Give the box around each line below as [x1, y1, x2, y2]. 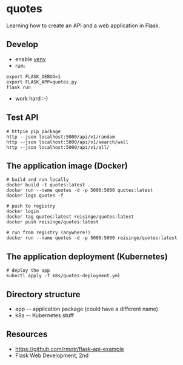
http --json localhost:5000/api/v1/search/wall [6, 139, 129, 145]
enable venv [15, 55, 46, 62]
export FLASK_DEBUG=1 [6, 73, 61, 80]
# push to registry [6, 203, 56, 209]
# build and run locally [6, 177, 69, 183]
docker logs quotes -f [6, 192, 64, 199]
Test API [6, 113, 39, 123]
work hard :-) [15, 94, 48, 102]
